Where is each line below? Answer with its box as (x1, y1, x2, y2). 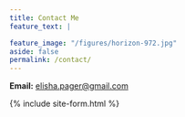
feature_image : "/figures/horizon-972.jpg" (9, 38, 178, 48)
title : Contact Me (9, 13, 79, 23)
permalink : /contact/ (9, 56, 92, 65)
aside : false (9, 47, 59, 56)
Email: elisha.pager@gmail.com (9, 80, 129, 91)
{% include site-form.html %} (9, 98, 120, 110)
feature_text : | (9, 22, 71, 31)
